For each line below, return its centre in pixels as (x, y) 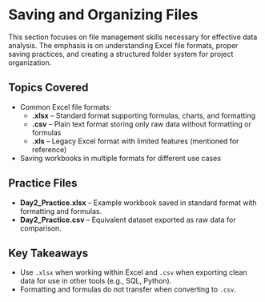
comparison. (40, 228)
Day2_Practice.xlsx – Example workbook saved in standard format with (139, 203)
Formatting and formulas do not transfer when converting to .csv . (128, 289)
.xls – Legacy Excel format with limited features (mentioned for (135, 141)
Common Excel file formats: (66, 107)
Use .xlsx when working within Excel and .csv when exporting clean (133, 272)
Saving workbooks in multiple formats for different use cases (120, 158)
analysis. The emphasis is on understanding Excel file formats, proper (123, 45)
